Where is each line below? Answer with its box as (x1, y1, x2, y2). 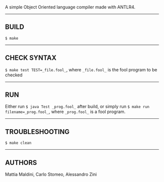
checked (5, 72, 23, 78)
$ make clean (5, 140, 32, 146)
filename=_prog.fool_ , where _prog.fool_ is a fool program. (5, 109, 126, 114)
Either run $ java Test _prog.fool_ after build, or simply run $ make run (5, 104, 150, 110)
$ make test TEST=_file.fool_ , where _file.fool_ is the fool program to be (5, 67, 158, 72)
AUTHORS (5, 159, 38, 167)
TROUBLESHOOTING (5, 127, 70, 136)
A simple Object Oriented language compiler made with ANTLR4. (5, 4, 136, 10)
